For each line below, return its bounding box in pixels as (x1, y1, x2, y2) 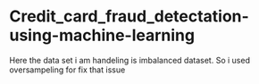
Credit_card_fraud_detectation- (9, 6, 250, 27)
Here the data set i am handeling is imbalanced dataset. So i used (9, 55, 250, 65)
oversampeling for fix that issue (9, 64, 126, 75)
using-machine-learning (9, 25, 195, 46)
